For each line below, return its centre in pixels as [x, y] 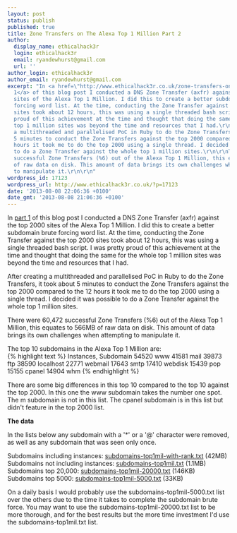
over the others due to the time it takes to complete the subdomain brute [113, 500]
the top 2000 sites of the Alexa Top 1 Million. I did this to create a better [111, 225]
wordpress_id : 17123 [38, 178]
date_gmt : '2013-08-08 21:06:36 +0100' [66, 198]
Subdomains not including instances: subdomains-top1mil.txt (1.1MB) [107, 464]
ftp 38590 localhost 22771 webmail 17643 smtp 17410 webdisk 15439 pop [114, 364]
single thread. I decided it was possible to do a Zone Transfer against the [113, 299]
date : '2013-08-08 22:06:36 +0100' [60, 191]
